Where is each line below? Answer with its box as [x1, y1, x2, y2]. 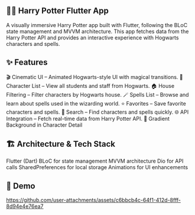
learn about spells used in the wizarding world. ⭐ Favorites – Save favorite [6, 100, 186, 107]
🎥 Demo [6, 181, 35, 191]
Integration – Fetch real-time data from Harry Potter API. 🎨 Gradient [6, 115, 170, 122]
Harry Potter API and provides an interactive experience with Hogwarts [6, 34, 179, 41]
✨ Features [6, 57, 48, 68]
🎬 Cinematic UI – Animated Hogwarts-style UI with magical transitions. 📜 [6, 73, 183, 80]
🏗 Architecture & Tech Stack [6, 139, 116, 149]
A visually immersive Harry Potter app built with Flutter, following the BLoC [6, 21, 188, 28]
